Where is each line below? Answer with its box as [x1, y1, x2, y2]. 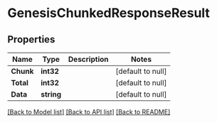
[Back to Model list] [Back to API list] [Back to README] [7, 108, 171, 116]
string [41, 90, 62, 99]
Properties [7, 33, 55, 46]
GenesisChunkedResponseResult [7, 5, 210, 21]
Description [68, 55, 109, 64]
